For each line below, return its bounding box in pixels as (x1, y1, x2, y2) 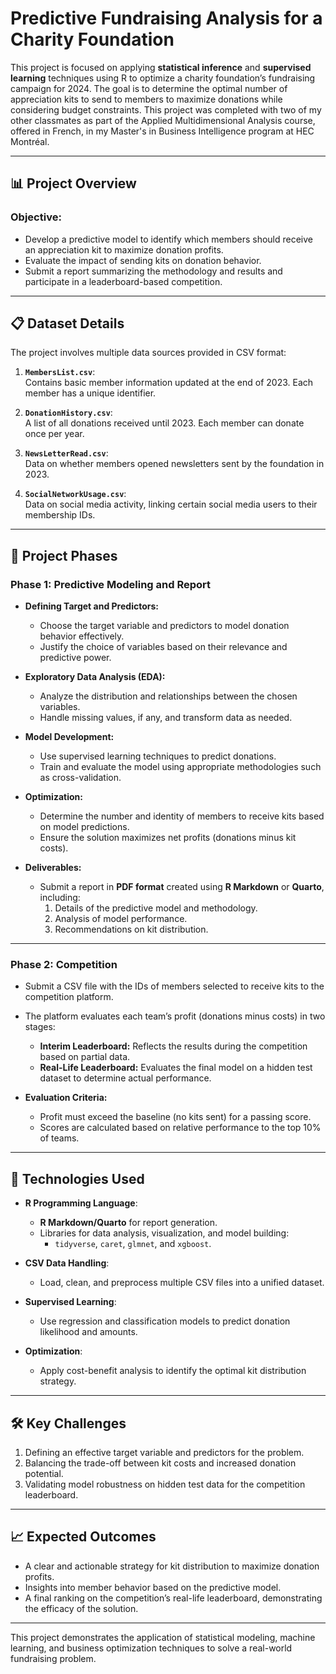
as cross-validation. (39, 772, 122, 784)
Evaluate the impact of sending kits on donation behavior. (24, 254, 262, 266)
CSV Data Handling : (24, 1257, 110, 1269)
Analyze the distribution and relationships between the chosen (39, 690, 298, 702)
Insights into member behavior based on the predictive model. (24, 1581, 282, 1593)
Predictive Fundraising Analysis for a (10, 7, 323, 30)
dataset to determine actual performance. (39, 1072, 212, 1084)
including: (39, 892, 81, 904)
